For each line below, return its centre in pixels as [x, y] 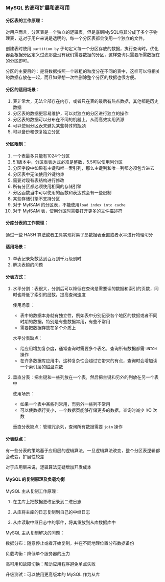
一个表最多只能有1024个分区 [41, 156]
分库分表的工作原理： [27, 223]
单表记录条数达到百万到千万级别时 [47, 258]
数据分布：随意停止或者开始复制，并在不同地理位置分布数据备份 [70, 543]
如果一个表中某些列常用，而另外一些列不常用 [65, 404]
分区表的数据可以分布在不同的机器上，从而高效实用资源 [68, 120]
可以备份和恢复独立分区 [36, 132]
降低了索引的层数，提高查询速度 [54, 295]
